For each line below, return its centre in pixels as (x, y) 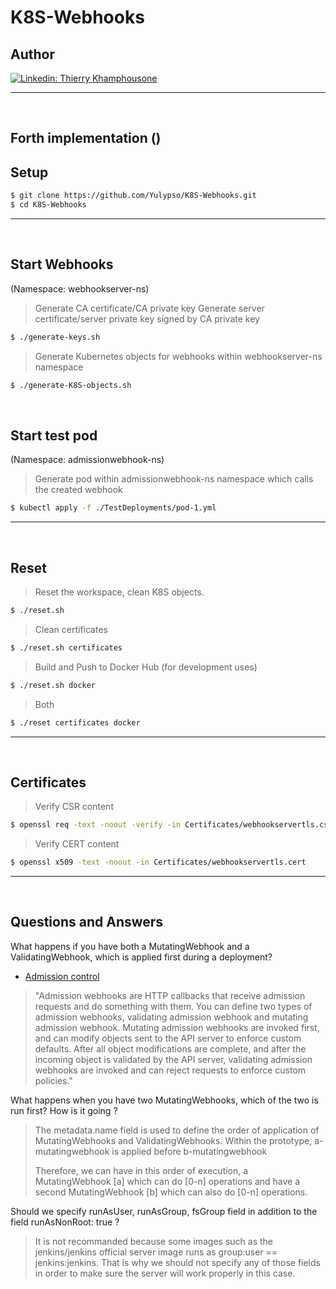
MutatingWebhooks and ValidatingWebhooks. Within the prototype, (173, 1140)
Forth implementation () (86, 138)
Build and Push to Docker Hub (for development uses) (146, 667)
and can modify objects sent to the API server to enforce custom (168, 1038)
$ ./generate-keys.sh (55, 337)
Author (32, 54)
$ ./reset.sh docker (53, 685)
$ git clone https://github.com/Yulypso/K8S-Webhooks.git (133, 196)
